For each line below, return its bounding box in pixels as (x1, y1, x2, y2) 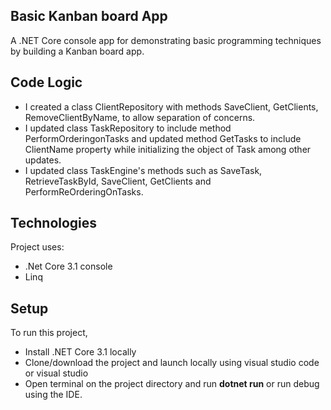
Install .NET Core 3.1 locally (24, 346, 137, 358)
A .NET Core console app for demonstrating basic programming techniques (10, 34, 322, 46)
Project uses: (10, 241, 65, 253)
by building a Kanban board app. (10, 45, 145, 57)
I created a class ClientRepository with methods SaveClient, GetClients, (24, 100, 319, 113)
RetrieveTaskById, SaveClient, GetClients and (24, 175, 212, 187)
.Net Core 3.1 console (24, 260, 113, 273)
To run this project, (10, 327, 88, 339)
